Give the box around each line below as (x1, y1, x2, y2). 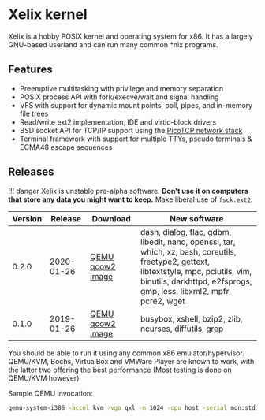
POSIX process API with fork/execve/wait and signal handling (19, 92, 219, 102)
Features (8, 63, 53, 76)
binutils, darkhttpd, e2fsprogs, (140, 276, 252, 287)
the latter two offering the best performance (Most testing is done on (8, 365, 232, 374)
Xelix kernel (8, 6, 88, 24)
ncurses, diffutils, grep (140, 323, 224, 334)
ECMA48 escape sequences (19, 142, 113, 151)
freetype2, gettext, (140, 256, 211, 267)
